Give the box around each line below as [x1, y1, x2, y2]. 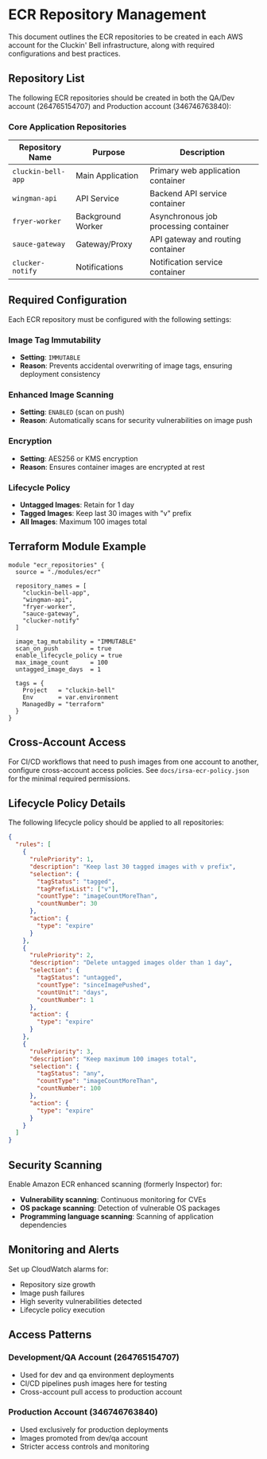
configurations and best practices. [8, 49, 121, 58]
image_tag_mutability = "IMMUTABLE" [15, 638, 137, 646]
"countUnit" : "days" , [37, 988, 109, 996]
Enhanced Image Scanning [8, 390, 114, 401]
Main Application [75, 170, 139, 181]
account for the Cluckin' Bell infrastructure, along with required [8, 40, 215, 49]
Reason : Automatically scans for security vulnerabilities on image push [19, 416, 253, 425]
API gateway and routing [149, 234, 242, 245]
